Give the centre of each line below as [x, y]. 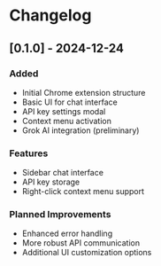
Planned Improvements [60, 215]
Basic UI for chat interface [69, 102]
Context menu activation [67, 121]
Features [29, 153]
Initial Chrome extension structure [84, 92]
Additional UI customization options [87, 253]
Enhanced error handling [67, 234]
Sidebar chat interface [63, 173]
